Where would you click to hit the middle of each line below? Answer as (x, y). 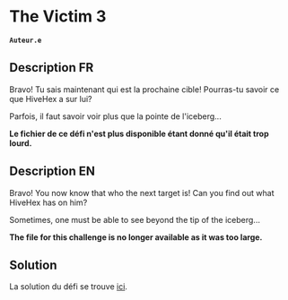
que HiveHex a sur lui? (51, 99)
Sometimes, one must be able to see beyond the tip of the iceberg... (135, 219)
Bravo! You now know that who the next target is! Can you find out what (142, 193)
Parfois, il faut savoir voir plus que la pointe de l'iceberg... (115, 116)
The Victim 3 (58, 17)
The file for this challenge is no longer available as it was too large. (136, 237)
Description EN (52, 171)
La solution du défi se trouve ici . (69, 287)
